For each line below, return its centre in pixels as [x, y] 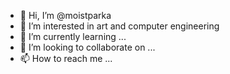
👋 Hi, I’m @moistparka [65, 15]
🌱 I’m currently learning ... [73, 36]
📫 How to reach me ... [66, 58]
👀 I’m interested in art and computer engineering [119, 26]
